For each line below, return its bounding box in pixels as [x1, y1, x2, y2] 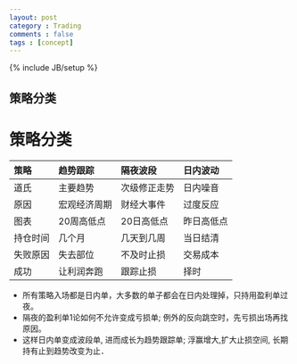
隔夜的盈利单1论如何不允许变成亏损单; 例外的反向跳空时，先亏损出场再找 [21, 311, 288, 322]
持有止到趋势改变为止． [21, 345, 109, 356]
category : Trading [9, 21, 82, 30]
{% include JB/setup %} [9, 62, 98, 73]
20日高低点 [120, 215, 169, 227]
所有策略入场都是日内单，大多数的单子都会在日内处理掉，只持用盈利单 [21, 289, 281, 300]
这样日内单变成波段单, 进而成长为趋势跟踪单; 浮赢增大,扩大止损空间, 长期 [21, 334, 288, 344]
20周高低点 [58, 215, 106, 227]
